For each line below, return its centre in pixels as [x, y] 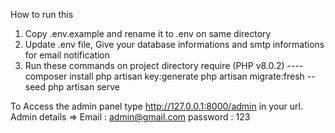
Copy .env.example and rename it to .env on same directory [148, 33]
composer [46, 76]
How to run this [42, 14]
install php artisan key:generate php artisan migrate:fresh [187, 76]
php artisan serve [84, 87]
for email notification [67, 55]
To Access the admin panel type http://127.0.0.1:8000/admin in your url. [156, 106]
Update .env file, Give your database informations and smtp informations [174, 44]
